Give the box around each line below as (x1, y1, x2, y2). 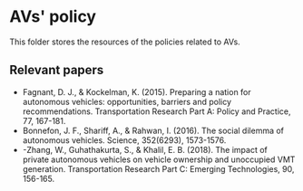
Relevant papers (9, 62, 104, 78)
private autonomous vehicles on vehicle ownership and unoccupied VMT (22, 154, 296, 165)
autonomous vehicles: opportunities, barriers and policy (22, 96, 232, 107)
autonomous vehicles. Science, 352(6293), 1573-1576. (22, 134, 227, 146)
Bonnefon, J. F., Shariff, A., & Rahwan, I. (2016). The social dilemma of (22, 125, 284, 136)
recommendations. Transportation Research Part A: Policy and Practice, (22, 106, 292, 117)
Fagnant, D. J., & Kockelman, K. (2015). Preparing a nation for (22, 86, 251, 97)
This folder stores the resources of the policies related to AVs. (9, 36, 240, 47)
